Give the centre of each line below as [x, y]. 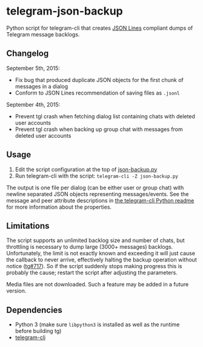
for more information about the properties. [59, 207]
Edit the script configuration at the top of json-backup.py [86, 169]
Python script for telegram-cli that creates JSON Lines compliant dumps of [100, 28]
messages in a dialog [42, 86]
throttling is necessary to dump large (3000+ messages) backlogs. [90, 247]
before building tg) [38, 331]
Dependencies [34, 310]
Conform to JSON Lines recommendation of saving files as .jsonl [97, 93]
